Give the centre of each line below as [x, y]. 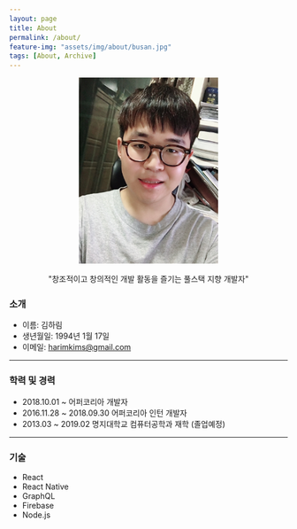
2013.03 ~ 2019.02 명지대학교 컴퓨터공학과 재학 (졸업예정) [123, 424]
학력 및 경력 [32, 381]
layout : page [33, 19]
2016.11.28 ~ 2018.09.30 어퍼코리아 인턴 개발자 [104, 413]
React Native [45, 486]
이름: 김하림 [42, 325]
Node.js [36, 515]
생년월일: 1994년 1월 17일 [66, 336]
